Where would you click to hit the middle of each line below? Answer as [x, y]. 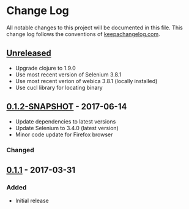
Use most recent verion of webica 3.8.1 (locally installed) [86, 81]
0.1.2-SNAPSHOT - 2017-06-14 [67, 107]
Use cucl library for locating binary [59, 87]
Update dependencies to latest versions [65, 121]
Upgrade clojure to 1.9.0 [46, 68]
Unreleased [29, 53]
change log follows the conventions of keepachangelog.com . [83, 34]
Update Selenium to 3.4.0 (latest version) [67, 128]
